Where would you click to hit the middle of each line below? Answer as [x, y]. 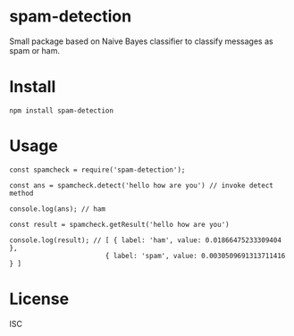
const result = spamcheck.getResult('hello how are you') [119, 224]
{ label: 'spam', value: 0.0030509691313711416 [195, 256]
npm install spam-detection [62, 110]
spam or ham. [35, 50]
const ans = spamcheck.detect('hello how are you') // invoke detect [142, 185]
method [21, 193]
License [39, 299]
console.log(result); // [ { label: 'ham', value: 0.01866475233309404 [145, 240]
